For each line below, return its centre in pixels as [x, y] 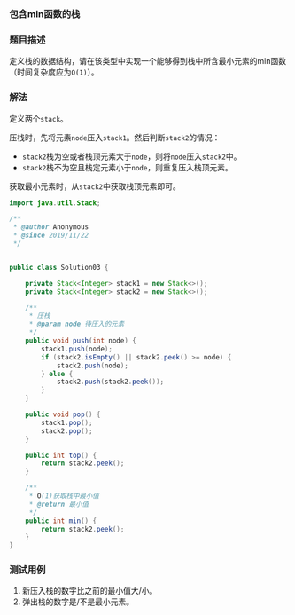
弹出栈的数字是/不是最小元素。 [78, 602]
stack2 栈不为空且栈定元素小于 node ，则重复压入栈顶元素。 [127, 167]
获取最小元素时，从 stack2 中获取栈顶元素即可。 [95, 186]
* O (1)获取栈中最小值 [64, 496]
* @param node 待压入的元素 [77, 324]
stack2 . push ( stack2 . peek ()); [110, 382]
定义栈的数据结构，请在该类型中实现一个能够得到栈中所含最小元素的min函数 [147, 61]
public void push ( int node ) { [81, 341]
